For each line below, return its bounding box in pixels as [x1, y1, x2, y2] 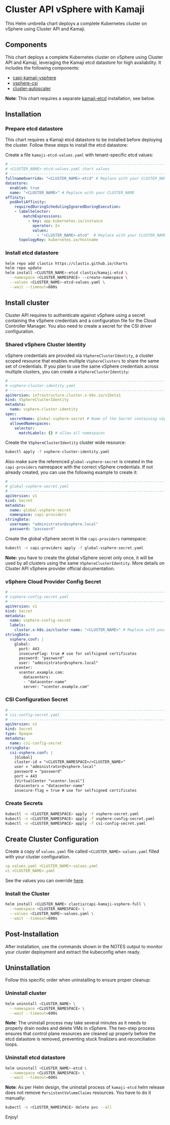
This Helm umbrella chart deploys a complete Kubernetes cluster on [5, 20, 147, 26]
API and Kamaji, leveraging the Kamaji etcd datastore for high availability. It [5, 59, 161, 66]
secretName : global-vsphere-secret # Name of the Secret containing [10, 416, 157, 421]
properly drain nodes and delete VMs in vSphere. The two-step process [5, 1025, 155, 1032]
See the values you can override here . [5, 878, 84, 884]
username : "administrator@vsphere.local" [10, 522, 99, 527]
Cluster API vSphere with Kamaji [5, 4, 145, 15]
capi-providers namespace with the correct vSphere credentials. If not [5, 464, 153, 470]
